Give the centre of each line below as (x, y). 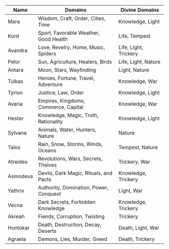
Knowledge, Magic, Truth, (68, 115)
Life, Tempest (135, 36)
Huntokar (19, 228)
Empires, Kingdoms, (62, 101)
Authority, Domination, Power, (73, 187)
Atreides (18, 162)
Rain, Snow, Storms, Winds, (70, 144)
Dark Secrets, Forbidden (67, 202)
